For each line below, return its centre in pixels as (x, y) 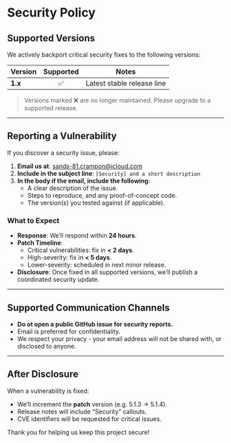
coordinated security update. (58, 280)
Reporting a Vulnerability (62, 136)
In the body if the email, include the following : (84, 181)
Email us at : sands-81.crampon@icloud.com (80, 166)
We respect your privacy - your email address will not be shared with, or (119, 338)
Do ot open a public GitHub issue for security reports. (95, 324)
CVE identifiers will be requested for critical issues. (89, 419)
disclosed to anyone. (47, 346)
